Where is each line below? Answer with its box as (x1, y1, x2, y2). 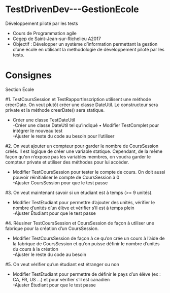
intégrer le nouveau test (12, 127, 63, 134)
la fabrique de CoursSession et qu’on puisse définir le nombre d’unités (12, 240, 160, 247)
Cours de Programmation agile (12, 30, 77, 36)
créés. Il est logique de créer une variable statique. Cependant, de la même (5, 148, 163, 154)
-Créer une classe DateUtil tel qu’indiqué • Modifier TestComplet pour (12, 122, 159, 128)
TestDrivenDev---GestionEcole (5, 4, 140, 15)
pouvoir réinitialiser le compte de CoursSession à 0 (12, 174, 120, 180)
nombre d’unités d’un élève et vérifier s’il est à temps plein (12, 205, 134, 211)
